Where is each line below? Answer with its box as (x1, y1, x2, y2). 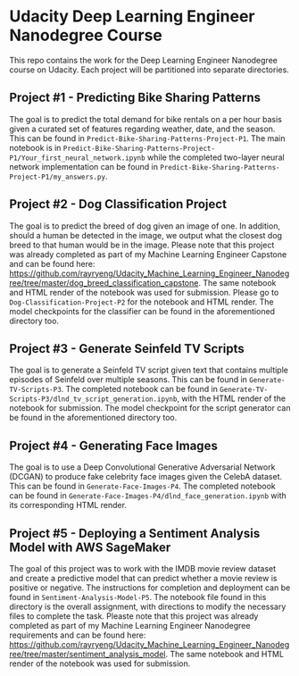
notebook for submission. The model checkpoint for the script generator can (9, 403, 291, 413)
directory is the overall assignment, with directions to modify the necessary (9, 601, 287, 612)
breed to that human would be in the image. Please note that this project (9, 239, 275, 250)
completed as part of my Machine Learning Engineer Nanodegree (9, 621, 251, 630)
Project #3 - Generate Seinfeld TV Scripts (9, 341, 245, 356)
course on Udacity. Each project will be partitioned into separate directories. (9, 64, 290, 75)
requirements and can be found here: (9, 630, 146, 640)
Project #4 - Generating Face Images (9, 438, 219, 453)
